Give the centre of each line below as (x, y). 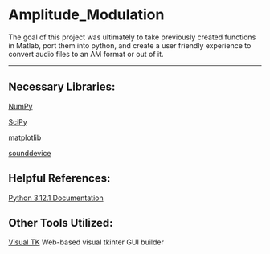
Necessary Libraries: (62, 87)
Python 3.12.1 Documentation (56, 198)
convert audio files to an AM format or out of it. (86, 54)
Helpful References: (59, 178)
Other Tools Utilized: (61, 223)
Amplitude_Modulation (86, 15)
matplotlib (25, 137)
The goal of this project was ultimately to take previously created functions (132, 37)
